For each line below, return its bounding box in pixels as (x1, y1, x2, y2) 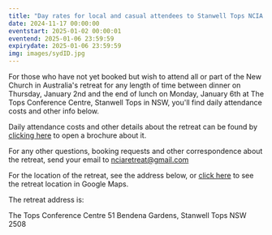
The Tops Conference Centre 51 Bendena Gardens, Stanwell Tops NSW (8, 211, 247, 220)
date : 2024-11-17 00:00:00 (8, 19, 100, 28)
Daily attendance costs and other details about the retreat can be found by (8, 122, 258, 131)
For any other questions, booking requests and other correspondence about (8, 147, 263, 156)
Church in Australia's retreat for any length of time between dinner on (8, 80, 241, 90)
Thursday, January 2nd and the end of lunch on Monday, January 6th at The (8, 89, 265, 98)
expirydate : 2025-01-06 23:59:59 (8, 42, 122, 50)
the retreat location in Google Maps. (8, 179, 129, 189)
